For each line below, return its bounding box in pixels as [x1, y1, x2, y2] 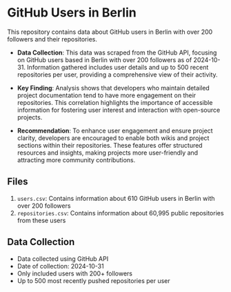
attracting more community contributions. [17, 155, 136, 164]
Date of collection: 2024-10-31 [17, 262, 105, 270]
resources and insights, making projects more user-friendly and [17, 148, 199, 157]
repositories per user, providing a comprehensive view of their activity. [17, 70, 219, 79]
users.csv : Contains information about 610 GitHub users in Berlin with [17, 194, 215, 202]
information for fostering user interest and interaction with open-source [17, 106, 221, 114]
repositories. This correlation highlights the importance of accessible [17, 98, 213, 106]
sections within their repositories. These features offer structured [17, 141, 203, 149]
